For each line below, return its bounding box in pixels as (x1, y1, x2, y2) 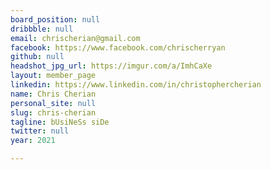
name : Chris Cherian (10, 89, 97, 99)
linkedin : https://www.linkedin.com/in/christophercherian (10, 80, 262, 90)
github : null (10, 52, 65, 62)
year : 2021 (10, 136, 56, 146)
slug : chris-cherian (10, 107, 97, 118)
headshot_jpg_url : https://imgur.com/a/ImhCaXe (10, 61, 213, 71)
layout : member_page (10, 71, 97, 81)
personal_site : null (10, 98, 97, 108)
